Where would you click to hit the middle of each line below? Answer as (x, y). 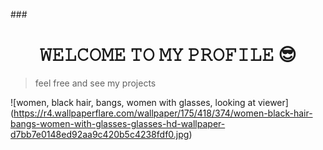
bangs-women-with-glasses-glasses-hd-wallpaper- (118, 123)
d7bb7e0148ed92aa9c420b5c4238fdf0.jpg (100, 134)
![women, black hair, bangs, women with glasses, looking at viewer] (149, 102)
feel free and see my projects (95, 83)
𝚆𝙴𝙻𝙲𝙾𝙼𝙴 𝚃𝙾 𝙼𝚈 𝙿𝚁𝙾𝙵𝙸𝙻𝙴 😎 (168, 55)
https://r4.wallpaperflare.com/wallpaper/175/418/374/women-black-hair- (163, 113)
